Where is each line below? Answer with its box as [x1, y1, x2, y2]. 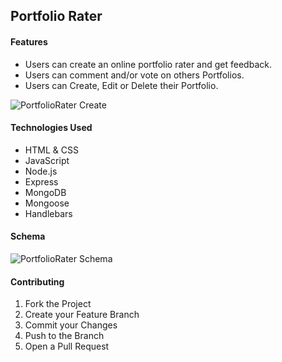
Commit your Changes [24, 319, 118, 331]
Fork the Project [24, 298, 92, 310]
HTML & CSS [24, 144, 79, 156]
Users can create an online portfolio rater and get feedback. [24, 58, 272, 70]
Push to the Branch [24, 330, 105, 342]
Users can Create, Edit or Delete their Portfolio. [24, 79, 219, 91]
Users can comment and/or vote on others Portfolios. [24, 69, 245, 81]
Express [24, 175, 59, 188]
